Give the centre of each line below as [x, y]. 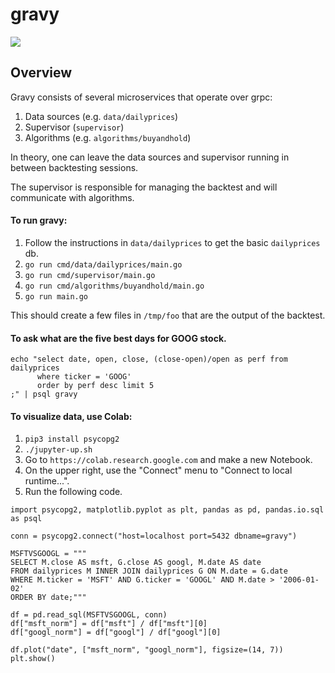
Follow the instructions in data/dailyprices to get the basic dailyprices [172, 242]
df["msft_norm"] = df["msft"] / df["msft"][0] [109, 624]
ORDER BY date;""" [48, 598]
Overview [41, 73]
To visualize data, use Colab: [71, 416]
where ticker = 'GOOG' [84, 377]
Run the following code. [73, 492]
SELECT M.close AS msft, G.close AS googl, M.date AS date [136, 563]
